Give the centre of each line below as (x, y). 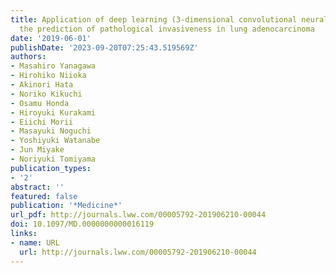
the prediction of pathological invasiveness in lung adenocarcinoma (167, 29)
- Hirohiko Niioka (48, 76)
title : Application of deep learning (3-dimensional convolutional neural (169, 19)
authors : (28, 57)
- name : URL (35, 242)
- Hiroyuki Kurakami (53, 112)
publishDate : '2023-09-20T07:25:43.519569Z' (104, 47)
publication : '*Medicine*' (66, 206)
